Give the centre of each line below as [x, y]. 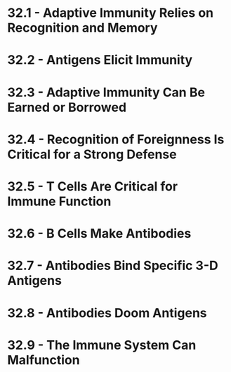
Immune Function [59, 201]
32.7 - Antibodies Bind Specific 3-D [113, 266]
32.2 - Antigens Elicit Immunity [100, 60]
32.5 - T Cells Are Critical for [92, 186]
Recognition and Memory [82, 28]
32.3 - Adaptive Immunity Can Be [106, 92]
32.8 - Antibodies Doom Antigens [107, 313]
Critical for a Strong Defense [92, 154]
